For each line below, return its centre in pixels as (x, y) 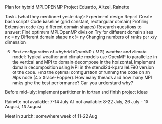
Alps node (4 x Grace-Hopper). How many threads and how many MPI (82, 78)
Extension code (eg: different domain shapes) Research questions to (73, 27)
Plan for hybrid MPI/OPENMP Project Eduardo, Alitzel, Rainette (67, 7)
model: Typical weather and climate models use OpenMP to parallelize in (84, 57)
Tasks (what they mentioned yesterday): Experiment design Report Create (79, 16)
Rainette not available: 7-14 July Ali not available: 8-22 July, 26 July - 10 (77, 101)
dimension (15, 42)
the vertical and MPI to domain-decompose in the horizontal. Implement (84, 62)
